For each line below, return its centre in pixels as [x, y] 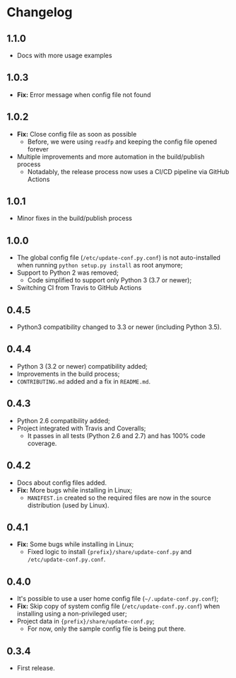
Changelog [40, 12]
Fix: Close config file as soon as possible [77, 134]
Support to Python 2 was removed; [68, 272]
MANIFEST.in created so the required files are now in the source [119, 498]
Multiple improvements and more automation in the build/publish [111, 156]
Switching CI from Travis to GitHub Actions [79, 288]
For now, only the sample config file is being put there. [107, 629]
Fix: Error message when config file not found [84, 94]
